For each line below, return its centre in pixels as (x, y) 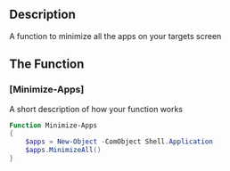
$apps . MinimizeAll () (63, 151)
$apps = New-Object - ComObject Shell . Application (119, 142)
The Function (47, 65)
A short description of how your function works (96, 109)
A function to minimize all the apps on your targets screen (115, 36)
